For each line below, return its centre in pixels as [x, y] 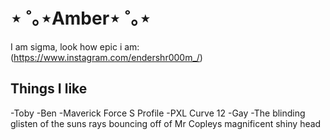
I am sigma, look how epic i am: [75, 46]
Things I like [49, 89]
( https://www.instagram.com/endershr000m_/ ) [106, 57]
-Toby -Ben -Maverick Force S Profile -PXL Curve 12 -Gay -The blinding [158, 113]
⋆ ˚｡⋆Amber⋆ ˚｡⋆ [80, 18]
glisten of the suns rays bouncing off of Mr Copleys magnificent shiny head [166, 123]
